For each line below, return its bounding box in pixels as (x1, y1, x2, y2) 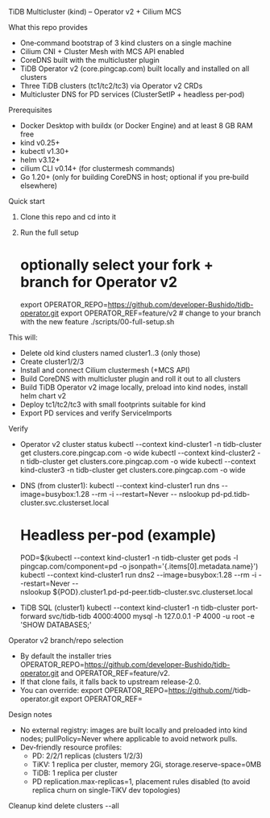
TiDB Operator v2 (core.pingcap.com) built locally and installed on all (19, 64, 250, 73)
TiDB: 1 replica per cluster (31, 768, 118, 778)
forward (19, 611, 47, 620)
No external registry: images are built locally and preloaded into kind (19, 725, 247, 735)
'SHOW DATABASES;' (19, 620, 93, 629)
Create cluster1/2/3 (19, 357, 85, 366)
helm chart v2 (19, 390, 67, 400)
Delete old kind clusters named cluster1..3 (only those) (19, 348, 201, 357)
